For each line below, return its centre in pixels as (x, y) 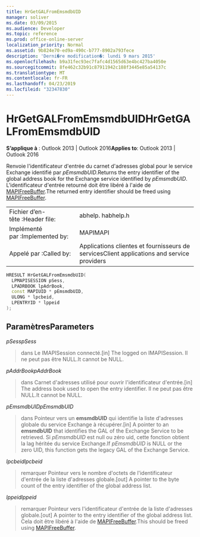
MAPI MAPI (94, 232)
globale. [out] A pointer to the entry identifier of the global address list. (107, 515)
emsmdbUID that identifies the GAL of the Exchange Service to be (102, 431)
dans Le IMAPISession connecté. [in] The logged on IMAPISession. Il (104, 353)
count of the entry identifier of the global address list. (86, 485)
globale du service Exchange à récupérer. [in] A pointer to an (95, 424)
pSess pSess (21, 341)
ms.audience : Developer (36, 28)
